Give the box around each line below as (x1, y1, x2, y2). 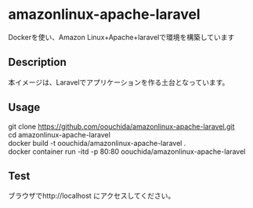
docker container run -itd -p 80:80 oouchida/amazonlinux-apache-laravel (8, 147, 246, 156)
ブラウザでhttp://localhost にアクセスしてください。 (8, 191, 175, 201)
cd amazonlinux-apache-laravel (8, 130, 111, 139)
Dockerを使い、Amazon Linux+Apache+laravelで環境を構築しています (8, 32, 235, 42)
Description (8, 56, 67, 69)
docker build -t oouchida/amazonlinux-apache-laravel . (8, 138, 186, 148)
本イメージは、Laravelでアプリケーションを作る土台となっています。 (8, 77, 230, 87)
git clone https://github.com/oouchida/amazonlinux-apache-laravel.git (8, 122, 235, 131)
